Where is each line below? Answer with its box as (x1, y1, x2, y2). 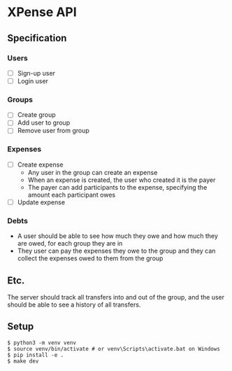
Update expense (17, 197, 65, 206)
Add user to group (17, 118, 71, 127)
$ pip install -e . (7, 351, 64, 358)
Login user (17, 76, 49, 85)
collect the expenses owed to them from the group (17, 254, 164, 262)
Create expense (17, 160, 64, 169)
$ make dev (7, 358, 39, 365)
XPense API (7, 4, 77, 20)
